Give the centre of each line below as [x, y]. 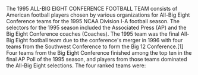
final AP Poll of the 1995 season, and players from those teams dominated [97, 59]
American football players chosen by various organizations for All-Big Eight [98, 15]
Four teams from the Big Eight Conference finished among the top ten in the [99, 53]
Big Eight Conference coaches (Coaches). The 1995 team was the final [93, 34]
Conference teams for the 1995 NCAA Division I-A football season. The [93, 21]
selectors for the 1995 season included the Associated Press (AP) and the [96, 27]
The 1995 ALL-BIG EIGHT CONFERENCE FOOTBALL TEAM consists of [92, 9]
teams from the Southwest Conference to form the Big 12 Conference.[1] [95, 46]
